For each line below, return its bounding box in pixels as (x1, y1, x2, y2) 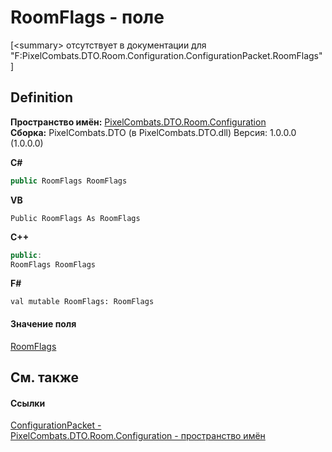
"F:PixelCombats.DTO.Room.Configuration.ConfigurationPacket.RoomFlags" (10, 49, 323, 61)
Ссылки (10, 397, 46, 409)
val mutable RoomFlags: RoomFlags (10, 297, 155, 307)
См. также (10, 369, 80, 386)
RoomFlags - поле (10, 6, 165, 29)
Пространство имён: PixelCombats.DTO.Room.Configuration (10, 116, 267, 128)
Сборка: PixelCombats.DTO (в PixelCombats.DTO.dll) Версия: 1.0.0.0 (10, 126, 297, 138)
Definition (10, 89, 73, 106)
